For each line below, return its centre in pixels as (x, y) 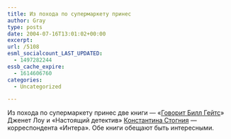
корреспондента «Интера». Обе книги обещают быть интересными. (111, 128)
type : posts (25, 27)
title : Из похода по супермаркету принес (69, 14)
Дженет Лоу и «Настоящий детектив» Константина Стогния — (102, 121)
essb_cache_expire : (36, 67)
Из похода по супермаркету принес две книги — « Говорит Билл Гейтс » (116, 113)
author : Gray (27, 21)
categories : (25, 80)
